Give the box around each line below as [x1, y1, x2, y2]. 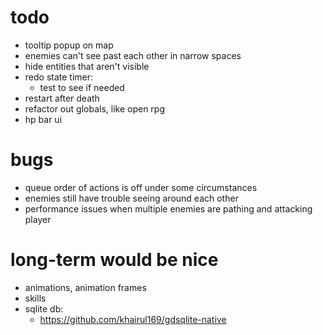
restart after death [24, 92, 100, 104]
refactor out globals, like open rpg [24, 102, 165, 115]
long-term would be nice [10, 249, 219, 271]
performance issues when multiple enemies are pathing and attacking [24, 202, 313, 215]
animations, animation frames [24, 281, 147, 293]
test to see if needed [39, 81, 125, 93]
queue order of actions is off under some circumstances [24, 181, 258, 193]
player [24, 213, 52, 225]
